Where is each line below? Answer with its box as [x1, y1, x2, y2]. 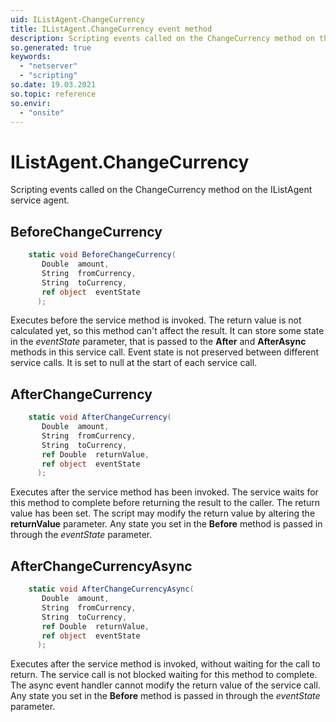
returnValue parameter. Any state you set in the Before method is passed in [10, 518, 323, 530]
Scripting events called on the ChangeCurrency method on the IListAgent [10, 184, 313, 196]
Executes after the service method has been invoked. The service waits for [10, 486, 319, 498]
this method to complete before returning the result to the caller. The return [10, 497, 321, 509]
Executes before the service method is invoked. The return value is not [10, 314, 302, 326]
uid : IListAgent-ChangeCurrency [10, 14, 145, 25]
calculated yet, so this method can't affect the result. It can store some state [10, 325, 325, 337]
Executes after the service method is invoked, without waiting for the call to [10, 658, 321, 670]
